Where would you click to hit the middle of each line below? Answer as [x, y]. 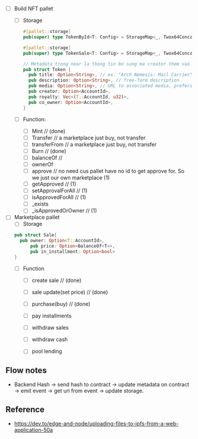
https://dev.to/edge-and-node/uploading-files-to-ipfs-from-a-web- [96, 423]
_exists [40, 204]
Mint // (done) [48, 131]
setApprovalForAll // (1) [60, 191]
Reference [25, 409]
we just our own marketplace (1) [71, 178]
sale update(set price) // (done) [70, 292]
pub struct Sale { [35, 235]
